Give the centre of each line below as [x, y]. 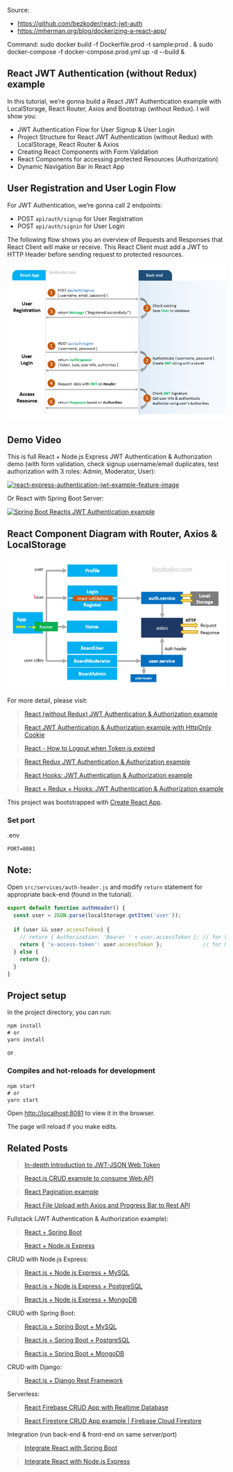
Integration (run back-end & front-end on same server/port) [92, 1434]
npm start [21, 1086]
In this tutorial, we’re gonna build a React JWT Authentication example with [114, 101]
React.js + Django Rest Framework [74, 1381]
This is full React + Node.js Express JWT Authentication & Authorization [110, 457]
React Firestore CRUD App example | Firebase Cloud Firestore [113, 1421]
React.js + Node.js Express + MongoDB [80, 1299]
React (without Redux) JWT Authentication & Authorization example [121, 714]
